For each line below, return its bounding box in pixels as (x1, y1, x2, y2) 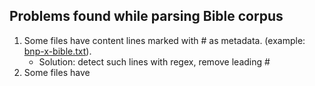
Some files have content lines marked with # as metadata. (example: (23, 34, 306, 46)
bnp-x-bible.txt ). (23, 45, 92, 57)
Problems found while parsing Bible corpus (9, 8, 284, 25)
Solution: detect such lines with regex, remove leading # (38, 55, 271, 68)
